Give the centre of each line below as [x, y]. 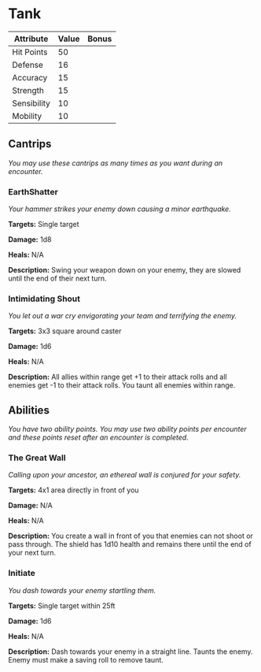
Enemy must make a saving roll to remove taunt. [86, 659]
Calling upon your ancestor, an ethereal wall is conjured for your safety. [125, 475]
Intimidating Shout [44, 299]
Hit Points [30, 52]
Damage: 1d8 [30, 239]
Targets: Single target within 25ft [62, 605]
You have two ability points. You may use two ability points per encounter [128, 429]
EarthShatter [33, 191]
